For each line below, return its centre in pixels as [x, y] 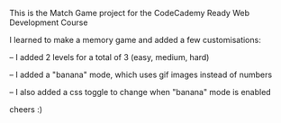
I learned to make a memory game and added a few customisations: [135, 40]
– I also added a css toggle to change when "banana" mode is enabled [140, 92]
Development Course [49, 22]
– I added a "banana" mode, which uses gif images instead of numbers [141, 75]
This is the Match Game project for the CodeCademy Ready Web [130, 13]
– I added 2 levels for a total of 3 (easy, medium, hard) [109, 57]
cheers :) [26, 110]
